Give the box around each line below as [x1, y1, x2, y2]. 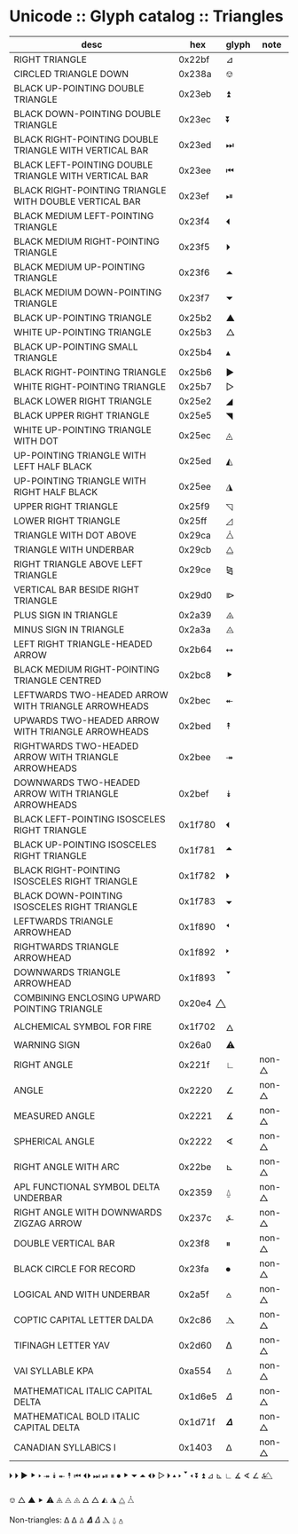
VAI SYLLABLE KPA [13, 1365, 95, 1377]
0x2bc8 [178, 668, 212, 680]
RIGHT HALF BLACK [13, 485, 98, 498]
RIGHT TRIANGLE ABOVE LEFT [13, 557, 144, 570]
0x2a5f [178, 1288, 210, 1301]
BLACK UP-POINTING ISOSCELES [13, 838, 157, 851]
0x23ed [178, 138, 212, 151]
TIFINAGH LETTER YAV [13, 1339, 111, 1351]
